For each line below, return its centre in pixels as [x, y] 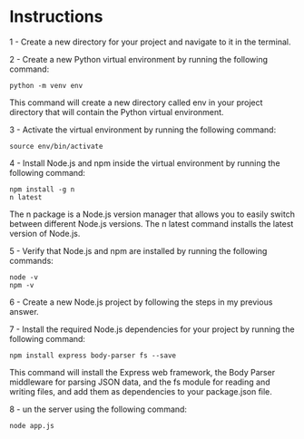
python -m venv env [46, 85]
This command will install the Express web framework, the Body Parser [142, 372]
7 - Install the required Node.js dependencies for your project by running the [152, 329]
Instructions [56, 17]
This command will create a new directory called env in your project [136, 102]
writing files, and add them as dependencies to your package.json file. [141, 391]
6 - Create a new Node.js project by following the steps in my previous [141, 302]
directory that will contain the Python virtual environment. [117, 112]
